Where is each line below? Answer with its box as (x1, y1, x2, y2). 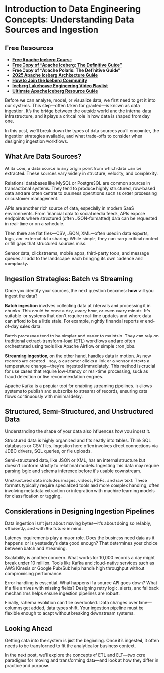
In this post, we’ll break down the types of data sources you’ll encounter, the (5, 128, 159, 133)
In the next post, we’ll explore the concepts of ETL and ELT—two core (5, 652, 146, 658)
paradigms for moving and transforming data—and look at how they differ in (5, 657, 159, 663)
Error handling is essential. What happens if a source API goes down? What (5, 580, 158, 586)
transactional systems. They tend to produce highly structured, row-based (5, 185, 155, 191)
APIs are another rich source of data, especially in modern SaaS (5, 205, 134, 211)
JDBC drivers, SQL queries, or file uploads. (5, 448, 92, 454)
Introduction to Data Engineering (5, 3, 141, 15)
